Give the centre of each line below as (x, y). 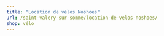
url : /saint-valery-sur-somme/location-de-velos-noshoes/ (82, 18)
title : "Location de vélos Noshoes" (53, 12)
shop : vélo (20, 23)
